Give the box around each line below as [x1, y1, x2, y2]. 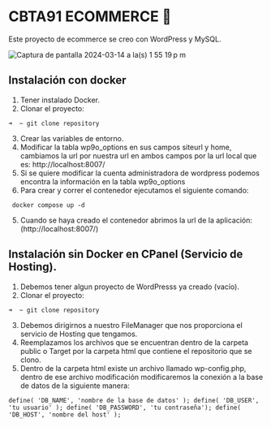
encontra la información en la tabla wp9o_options [19, 176, 186, 186]
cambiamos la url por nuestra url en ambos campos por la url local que [19, 150, 257, 161]
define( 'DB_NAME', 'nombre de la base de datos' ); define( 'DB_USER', [8, 396, 260, 404]
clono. [19, 355, 42, 364]
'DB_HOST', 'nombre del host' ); [8, 410, 122, 419]
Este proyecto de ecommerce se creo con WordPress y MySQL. [8, 34, 222, 44]
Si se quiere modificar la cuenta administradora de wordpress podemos [19, 168, 260, 178]
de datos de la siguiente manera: [19, 381, 130, 390]
